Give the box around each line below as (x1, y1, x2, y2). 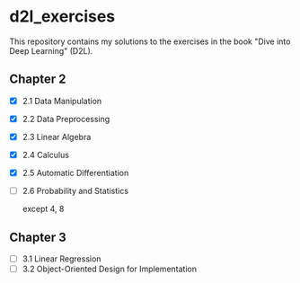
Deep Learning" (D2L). (9, 45, 93, 56)
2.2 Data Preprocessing (22, 113, 110, 124)
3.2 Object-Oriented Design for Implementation (22, 263, 198, 274)
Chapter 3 (9, 229, 67, 244)
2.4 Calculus (22, 149, 70, 160)
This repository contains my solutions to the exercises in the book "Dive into (9, 36, 291, 47)
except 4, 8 (22, 204, 65, 215)
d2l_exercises (9, 6, 116, 27)
